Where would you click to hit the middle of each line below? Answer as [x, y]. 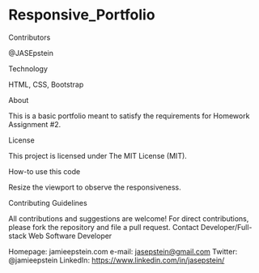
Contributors [30, 37]
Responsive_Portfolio [82, 15]
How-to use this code [45, 171]
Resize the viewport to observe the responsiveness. [95, 187]
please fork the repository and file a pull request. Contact [104, 227]
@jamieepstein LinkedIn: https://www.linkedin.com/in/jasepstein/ [117, 260]
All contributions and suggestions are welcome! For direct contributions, [129, 218]
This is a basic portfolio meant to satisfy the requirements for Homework [129, 116]
